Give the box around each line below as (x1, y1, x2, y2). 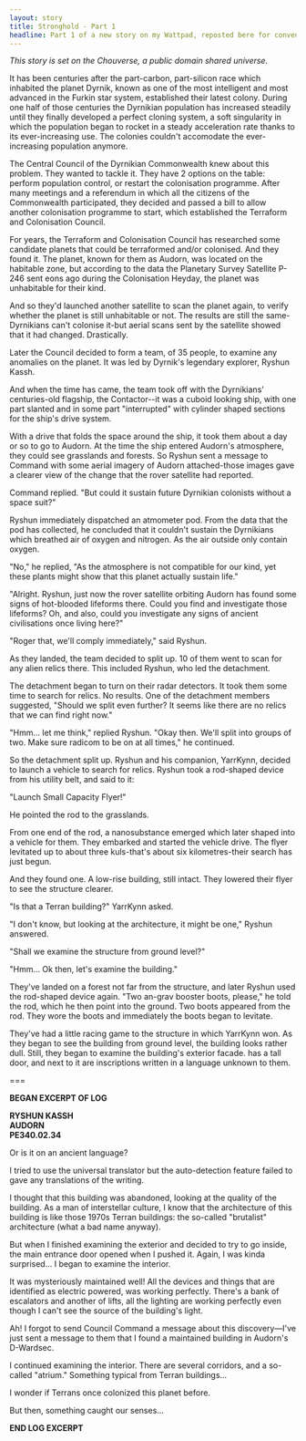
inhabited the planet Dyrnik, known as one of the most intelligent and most (9, 83, 289, 94)
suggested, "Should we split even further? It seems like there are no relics (9, 700, 287, 711)
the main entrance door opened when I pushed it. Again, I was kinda (9, 1249, 266, 1260)
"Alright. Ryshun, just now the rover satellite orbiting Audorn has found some (9, 589, 297, 600)
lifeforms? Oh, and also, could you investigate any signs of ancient (9, 608, 259, 619)
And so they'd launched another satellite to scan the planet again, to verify (9, 300, 289, 311)
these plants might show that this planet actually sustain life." (9, 571, 239, 582)
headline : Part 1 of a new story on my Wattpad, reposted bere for (9, 30, 271, 39)
